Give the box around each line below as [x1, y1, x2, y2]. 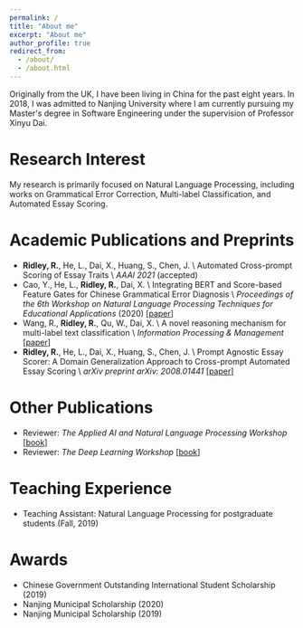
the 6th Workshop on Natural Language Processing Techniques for [22, 298, 273, 309]
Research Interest [9, 149, 147, 170]
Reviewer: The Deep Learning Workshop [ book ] [22, 446, 201, 457]
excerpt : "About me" [9, 30, 88, 39]
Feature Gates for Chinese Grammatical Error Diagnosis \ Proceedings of [22, 289, 294, 300]
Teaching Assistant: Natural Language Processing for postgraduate [22, 508, 273, 519]
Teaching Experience [9, 478, 172, 499]
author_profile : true [9, 38, 91, 48]
